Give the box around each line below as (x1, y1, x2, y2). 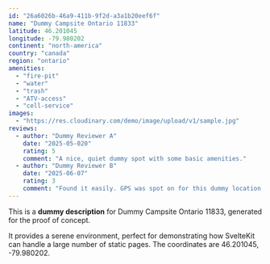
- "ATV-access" (15, 94, 67, 103)
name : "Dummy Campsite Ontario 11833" (8, 19, 139, 27)
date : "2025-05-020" (23, 139, 92, 148)
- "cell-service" (15, 102, 74, 110)
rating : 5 (23, 147, 56, 155)
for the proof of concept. (8, 215, 91, 224)
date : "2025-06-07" (23, 170, 89, 178)
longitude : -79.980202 (8, 34, 85, 43)
